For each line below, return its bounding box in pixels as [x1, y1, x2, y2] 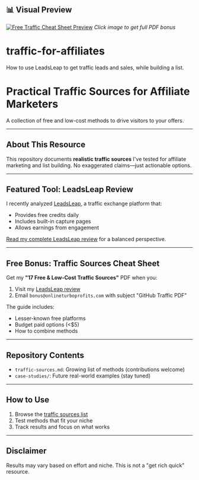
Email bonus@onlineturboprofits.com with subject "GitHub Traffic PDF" [14, 292, 187, 299]
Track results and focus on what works [14, 423, 110, 430]
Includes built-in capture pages [14, 218, 92, 225]
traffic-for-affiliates [6, 44, 105, 57]
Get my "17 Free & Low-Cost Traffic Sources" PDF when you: [6, 274, 158, 281]
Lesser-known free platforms [14, 315, 86, 322]
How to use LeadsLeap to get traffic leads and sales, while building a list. [6, 64, 184, 71]
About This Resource [6, 140, 86, 150]
